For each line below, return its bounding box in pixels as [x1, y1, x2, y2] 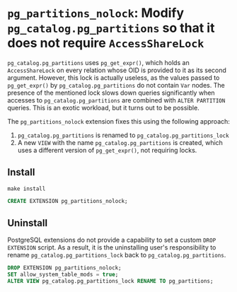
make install [7, 185, 46, 192]
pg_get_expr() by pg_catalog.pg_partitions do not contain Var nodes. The [7, 81, 225, 89]
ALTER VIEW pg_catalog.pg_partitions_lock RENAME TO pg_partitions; [7, 278, 214, 285]
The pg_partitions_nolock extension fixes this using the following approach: [7, 117, 230, 125]
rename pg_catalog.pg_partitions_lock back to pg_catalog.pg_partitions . [7, 251, 226, 259]
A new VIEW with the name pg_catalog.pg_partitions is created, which [17, 138, 223, 146]
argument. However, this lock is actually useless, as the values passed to [7, 73, 220, 82]
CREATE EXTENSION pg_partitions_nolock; [7, 197, 129, 204]
